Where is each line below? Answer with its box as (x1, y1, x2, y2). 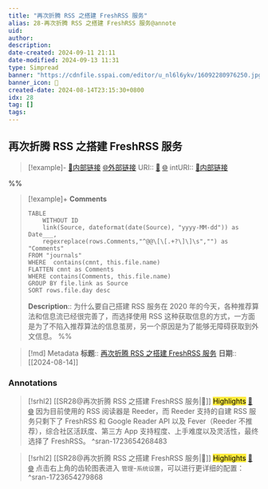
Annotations (8, 377, 57, 388)
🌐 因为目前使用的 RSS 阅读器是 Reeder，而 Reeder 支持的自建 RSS (27, 407, 247, 416)
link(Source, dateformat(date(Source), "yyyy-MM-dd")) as (42, 223, 239, 232)
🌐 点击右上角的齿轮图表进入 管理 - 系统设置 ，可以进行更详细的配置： (27, 463, 245, 473)
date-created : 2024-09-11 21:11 (8, 49, 116, 57)
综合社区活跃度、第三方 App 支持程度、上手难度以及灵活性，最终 (45, 427, 259, 436)
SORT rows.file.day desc (27, 286, 111, 294)
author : (8, 34, 34, 42)
